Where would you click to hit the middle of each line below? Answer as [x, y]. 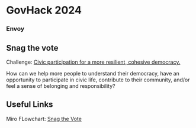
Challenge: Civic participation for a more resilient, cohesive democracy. [93, 62]
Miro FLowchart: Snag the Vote [44, 119]
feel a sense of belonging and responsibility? [61, 86]
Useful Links [30, 105]
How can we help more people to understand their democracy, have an [93, 73]
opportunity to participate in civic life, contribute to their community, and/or [98, 80]
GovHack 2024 [44, 10]
